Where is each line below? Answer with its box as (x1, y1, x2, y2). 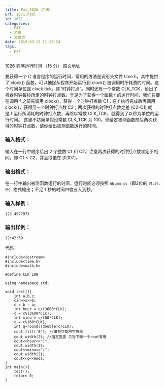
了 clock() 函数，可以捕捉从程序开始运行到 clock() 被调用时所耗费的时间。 (5, 80, 155, 86)
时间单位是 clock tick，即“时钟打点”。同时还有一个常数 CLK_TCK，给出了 (9, 86, 158, 91)
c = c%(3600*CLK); (14, 311, 52, 316)
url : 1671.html (5, 12, 36, 17)
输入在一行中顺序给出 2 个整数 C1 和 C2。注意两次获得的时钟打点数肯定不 (5, 148, 154, 154)
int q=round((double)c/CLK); (14, 324, 74, 329)
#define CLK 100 (5, 272, 38, 277)
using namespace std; (5, 280, 50, 286)
